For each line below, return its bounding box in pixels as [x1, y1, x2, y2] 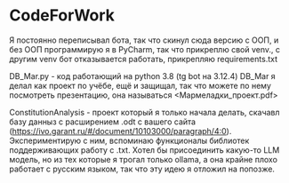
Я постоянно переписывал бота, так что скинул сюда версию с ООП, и [9, 35, 279, 45]
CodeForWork [9, 5, 116, 26]
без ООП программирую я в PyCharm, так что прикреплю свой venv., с [9, 44, 280, 54]
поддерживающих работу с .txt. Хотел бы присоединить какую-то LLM [9, 144, 280, 155]
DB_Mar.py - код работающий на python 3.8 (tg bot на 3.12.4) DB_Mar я [9, 70, 276, 81]
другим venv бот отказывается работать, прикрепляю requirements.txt [9, 53, 278, 64]
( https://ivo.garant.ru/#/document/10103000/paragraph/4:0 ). [9, 125, 232, 136]
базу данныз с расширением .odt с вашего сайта [9, 116, 197, 127]
